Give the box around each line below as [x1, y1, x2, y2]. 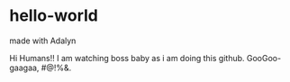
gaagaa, [9, 62, 40, 73]
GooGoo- [246, 52, 282, 63]
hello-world [9, 5, 99, 26]
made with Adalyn [9, 35, 77, 46]
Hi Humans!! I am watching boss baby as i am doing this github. [9, 52, 245, 63]
